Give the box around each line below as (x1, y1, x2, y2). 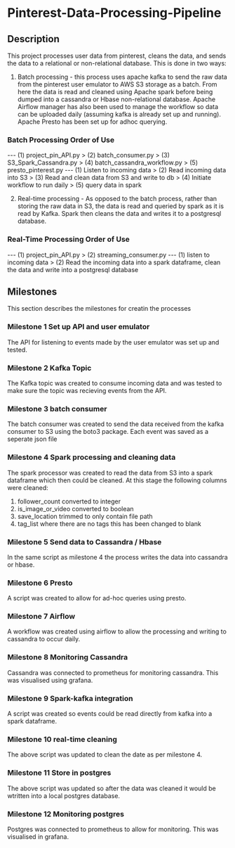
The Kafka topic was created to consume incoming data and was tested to (7, 379, 222, 387)
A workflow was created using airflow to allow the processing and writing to (7, 627, 227, 636)
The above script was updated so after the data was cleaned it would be (7, 784, 216, 792)
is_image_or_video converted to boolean (17, 504, 135, 513)
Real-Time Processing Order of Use (7, 234, 130, 244)
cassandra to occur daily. (7, 635, 81, 643)
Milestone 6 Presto (7, 578, 73, 588)
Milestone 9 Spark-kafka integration (7, 693, 133, 703)
